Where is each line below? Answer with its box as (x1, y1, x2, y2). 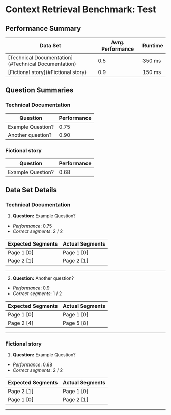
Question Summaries (5, 86, 74, 95)
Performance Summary (5, 24, 81, 33)
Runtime (142, 42, 163, 49)
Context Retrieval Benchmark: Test (5, 4, 156, 15)
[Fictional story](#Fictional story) (8, 69, 87, 76)
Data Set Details (5, 186, 58, 194)
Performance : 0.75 (12, 223, 52, 229)
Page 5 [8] (63, 319, 89, 326)
